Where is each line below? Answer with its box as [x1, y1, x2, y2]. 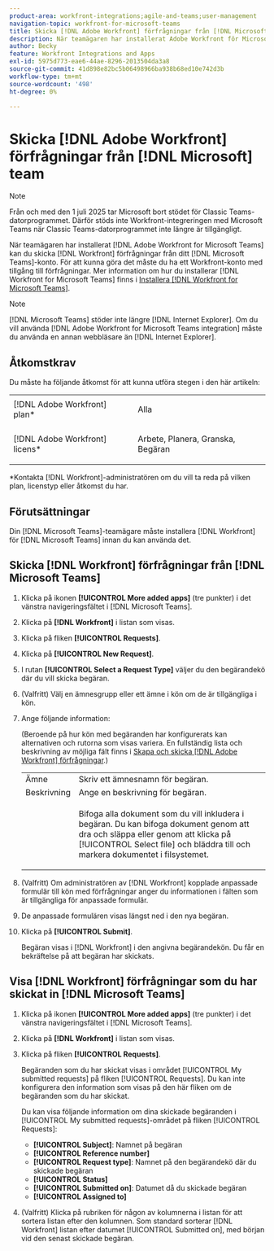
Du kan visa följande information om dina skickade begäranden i [20, 1106, 237, 1116]
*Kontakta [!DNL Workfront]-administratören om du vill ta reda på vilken [9, 473, 250, 483]
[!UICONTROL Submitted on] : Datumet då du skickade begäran [33, 1183, 247, 1192]
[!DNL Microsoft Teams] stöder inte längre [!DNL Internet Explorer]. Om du [9, 315, 259, 325]
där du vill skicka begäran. [20, 673, 110, 683]
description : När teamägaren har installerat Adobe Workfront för [9, 34, 239, 43]
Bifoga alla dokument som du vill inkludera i [78, 807, 245, 819]
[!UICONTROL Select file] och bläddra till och [78, 838, 251, 850]
